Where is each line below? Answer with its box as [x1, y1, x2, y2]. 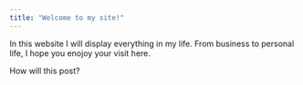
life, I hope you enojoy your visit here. [9, 47, 151, 59]
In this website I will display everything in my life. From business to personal [9, 38, 295, 49]
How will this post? [9, 65, 80, 76]
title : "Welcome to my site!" [9, 13, 125, 23]
